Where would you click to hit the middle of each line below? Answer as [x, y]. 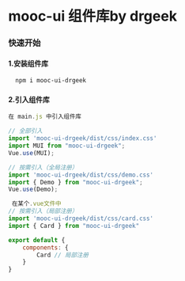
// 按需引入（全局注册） [43, 167]
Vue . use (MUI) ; [32, 153]
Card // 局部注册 [63, 255]
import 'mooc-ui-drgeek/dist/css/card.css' [81, 218]
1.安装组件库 [28, 63]
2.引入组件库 [29, 99]
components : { [45, 247]
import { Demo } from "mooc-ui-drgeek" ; [76, 182]
